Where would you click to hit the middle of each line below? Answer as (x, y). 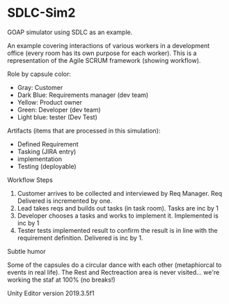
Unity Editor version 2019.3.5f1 (51, 293)
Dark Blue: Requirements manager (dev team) (83, 95)
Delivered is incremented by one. (65, 201)
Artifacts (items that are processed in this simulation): (84, 130)
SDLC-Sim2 (41, 13)
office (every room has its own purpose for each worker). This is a (102, 53)
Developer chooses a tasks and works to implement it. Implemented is (118, 215)
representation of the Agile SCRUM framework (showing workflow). (104, 60)
